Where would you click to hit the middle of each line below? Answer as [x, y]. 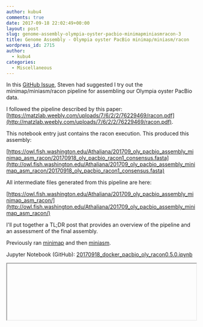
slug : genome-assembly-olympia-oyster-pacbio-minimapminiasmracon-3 [94, 34]
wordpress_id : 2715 [31, 46]
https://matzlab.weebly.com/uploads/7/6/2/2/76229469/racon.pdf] [91, 115]
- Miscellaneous [32, 68]
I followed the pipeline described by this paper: [64, 109]
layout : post [23, 29]
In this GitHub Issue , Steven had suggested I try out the [74, 85]
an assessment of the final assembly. [52, 231]
